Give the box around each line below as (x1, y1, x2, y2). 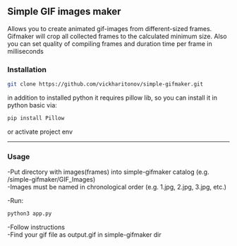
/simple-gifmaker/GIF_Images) (7, 175, 96, 184)
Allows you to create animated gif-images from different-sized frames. (7, 24, 212, 33)
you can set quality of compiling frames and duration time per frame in (7, 39, 213, 48)
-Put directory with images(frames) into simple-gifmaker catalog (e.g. (7, 168, 209, 176)
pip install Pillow (7, 115, 65, 122)
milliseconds (7, 47, 44, 55)
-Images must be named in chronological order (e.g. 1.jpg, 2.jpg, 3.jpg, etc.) (7, 183, 227, 192)
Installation (7, 64, 47, 74)
